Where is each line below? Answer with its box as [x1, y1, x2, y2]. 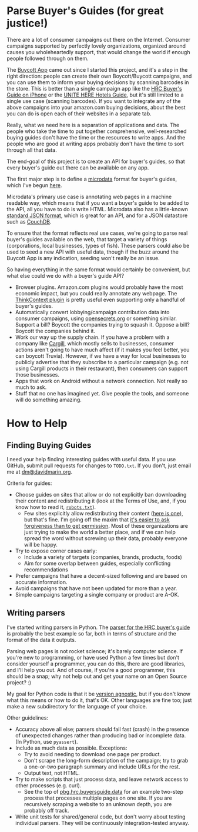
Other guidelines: [6, 714, 49, 721]
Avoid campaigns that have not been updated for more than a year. [15, 584, 177, 592]
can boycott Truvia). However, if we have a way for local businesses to [15, 352, 187, 360]
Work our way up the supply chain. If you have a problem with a [15, 334, 170, 341]
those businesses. [15, 371, 59, 378]
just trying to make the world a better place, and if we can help [24, 528, 176, 535]
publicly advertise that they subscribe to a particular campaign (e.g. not [15, 358, 189, 365]
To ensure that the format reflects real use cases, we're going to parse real [6, 229, 188, 237]
